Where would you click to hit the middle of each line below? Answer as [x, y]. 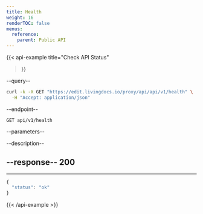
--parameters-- [26, 132]
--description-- [25, 143]
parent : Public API [42, 40]
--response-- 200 [41, 162]
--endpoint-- [22, 109]
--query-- [18, 81]
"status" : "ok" [31, 188]
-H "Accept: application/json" [51, 98]
